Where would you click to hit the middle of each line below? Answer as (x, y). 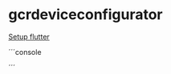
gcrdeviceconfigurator (85, 15)
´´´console (25, 52)
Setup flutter (29, 37)
